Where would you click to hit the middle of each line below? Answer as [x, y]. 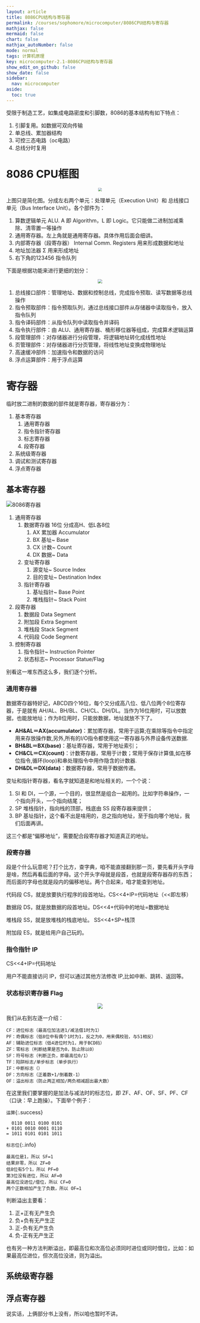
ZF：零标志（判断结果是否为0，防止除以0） [51, 1049]
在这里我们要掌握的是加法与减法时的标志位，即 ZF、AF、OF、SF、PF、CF [97, 1093]
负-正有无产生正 [35, 1235]
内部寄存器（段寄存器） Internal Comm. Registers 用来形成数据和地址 [99, 243]
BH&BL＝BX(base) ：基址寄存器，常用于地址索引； [77, 745]
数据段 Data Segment [50, 615]
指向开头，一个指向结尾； [51, 801]
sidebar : [17, 78]
